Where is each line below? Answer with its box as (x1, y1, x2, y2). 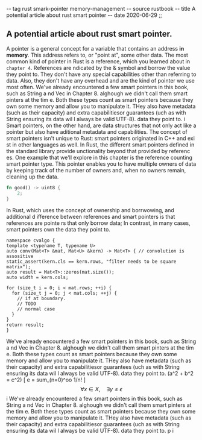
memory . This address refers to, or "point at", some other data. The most (6, 51, 189, 58)
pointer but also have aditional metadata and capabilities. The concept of (6, 128, 188, 135)
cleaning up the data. (6, 173, 59, 180)
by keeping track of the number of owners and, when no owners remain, (6, 166, 186, 174)
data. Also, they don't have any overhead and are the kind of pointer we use (6, 77, 195, 84)
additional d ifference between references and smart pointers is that (6, 213, 175, 221)
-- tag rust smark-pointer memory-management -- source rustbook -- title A (6, 5, 196, 12)
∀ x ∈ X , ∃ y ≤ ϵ (80, 386, 122, 393)
